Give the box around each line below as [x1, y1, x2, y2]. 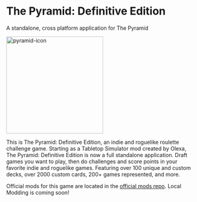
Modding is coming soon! [6, 189, 69, 196]
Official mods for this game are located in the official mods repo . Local [6, 182, 181, 189]
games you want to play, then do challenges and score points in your [6, 158, 178, 165]
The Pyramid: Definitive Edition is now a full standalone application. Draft [6, 151, 187, 158]
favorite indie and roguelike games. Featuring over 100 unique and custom [6, 164, 192, 171]
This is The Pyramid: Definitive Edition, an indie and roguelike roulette [6, 138, 179, 146]
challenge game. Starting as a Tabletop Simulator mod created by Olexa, [6, 144, 187, 152]
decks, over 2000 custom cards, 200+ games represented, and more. [6, 170, 180, 178]
